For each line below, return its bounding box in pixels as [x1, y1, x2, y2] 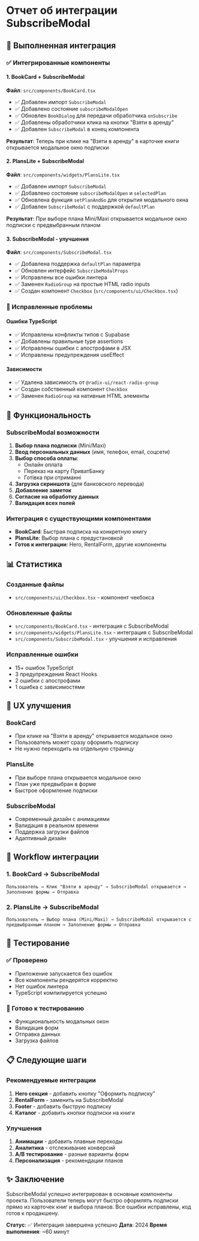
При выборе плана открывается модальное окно [14, 774, 141, 781]
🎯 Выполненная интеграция [6, 40, 116, 51]
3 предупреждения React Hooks [14, 670, 98, 678]
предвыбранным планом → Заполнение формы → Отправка [6, 921, 141, 927]
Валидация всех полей [14, 500, 76, 507]
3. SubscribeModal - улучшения [6, 235, 89, 243]
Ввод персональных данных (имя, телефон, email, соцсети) [14, 448, 170, 456]
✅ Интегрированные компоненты [6, 58, 110, 67]
